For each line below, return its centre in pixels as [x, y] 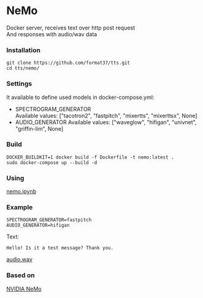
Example [20, 208]
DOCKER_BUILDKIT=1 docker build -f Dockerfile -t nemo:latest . [90, 157]
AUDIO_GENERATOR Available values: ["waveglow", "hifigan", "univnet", [106, 122]
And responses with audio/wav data [52, 34]
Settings [19, 84]
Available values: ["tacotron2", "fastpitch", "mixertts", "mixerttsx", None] [106, 116]
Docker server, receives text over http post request [71, 28]
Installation [24, 50]
